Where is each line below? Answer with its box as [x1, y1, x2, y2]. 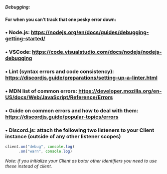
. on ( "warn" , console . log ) [18, 149, 72, 154]
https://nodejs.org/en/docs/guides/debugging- [30, 29, 149, 36]
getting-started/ [5, 35, 46, 42]
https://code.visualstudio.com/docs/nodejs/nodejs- [32, 48, 162, 55]
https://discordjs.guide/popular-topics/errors [5, 113, 119, 120]
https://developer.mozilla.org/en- [78, 87, 162, 94]
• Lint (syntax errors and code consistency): [5, 68, 114, 75]
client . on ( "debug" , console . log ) [5, 144, 75, 149]
